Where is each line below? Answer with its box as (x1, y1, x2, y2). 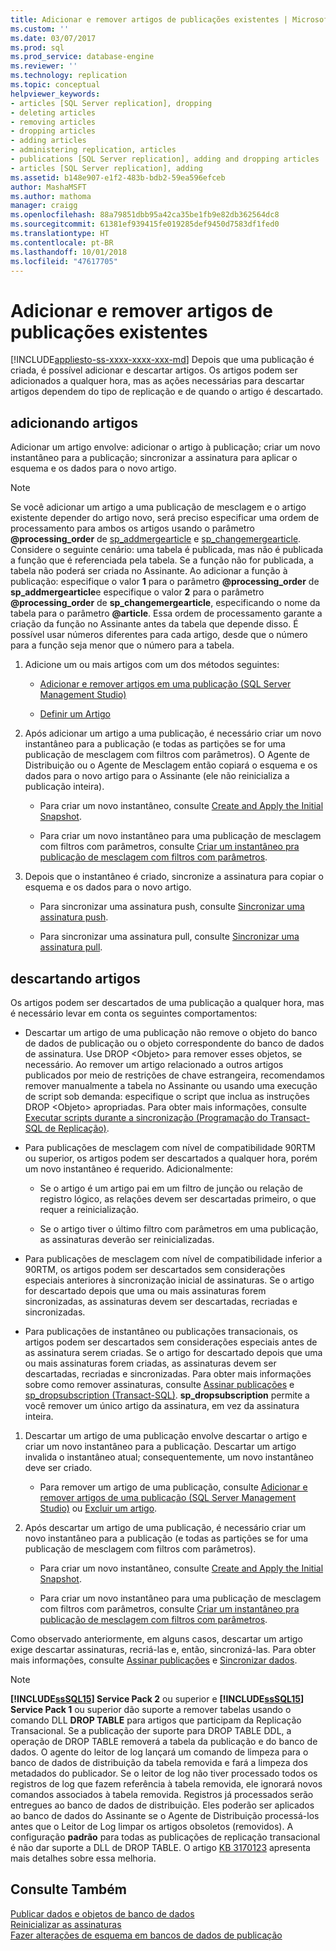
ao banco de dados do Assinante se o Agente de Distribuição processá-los (10, 1809, 320, 1821)
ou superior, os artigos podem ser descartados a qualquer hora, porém (24, 1152, 318, 1164)
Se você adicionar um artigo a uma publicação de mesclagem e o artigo (10, 501, 307, 513)
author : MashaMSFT (10, 182, 87, 192)
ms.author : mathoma (10, 191, 92, 201)
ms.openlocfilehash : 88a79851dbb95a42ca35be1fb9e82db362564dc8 (10, 210, 280, 220)
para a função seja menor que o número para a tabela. (10, 639, 235, 651)
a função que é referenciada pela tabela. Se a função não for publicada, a (10, 554, 314, 566)
